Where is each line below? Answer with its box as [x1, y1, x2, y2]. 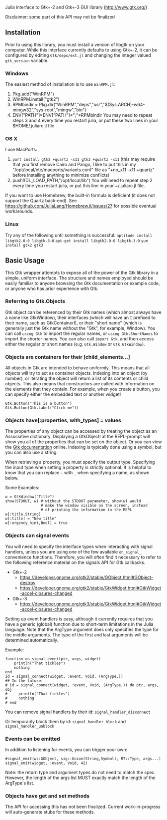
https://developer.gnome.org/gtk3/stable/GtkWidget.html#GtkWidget [19, 601, 162, 607]
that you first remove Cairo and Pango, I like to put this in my [12, 162, 136, 168]
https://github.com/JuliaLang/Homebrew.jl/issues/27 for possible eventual [5, 203, 157, 209]
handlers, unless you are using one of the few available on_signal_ [5, 548, 142, 554]
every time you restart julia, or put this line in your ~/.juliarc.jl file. [12, 183, 145, 189]
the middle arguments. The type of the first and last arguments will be [5, 631, 148, 638]
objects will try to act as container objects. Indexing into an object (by [5, 370, 148, 376]
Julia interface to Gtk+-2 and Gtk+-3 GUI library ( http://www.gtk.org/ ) [5, 4, 148, 10]
